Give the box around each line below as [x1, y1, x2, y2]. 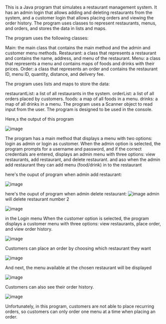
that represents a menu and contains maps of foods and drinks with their [5, 61, 155, 66]
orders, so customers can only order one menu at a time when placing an [5, 309, 156, 315]
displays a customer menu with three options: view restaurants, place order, [5, 221, 161, 226]
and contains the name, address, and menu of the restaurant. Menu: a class [5, 55, 161, 61]
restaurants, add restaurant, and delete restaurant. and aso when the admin [5, 157, 161, 162]
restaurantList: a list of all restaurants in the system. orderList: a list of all [5, 91, 155, 96]
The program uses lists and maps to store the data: [5, 81, 110, 87]
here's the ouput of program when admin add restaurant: [5, 171, 122, 177]
